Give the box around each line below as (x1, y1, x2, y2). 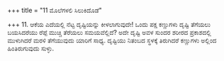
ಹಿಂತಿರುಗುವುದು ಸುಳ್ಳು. (7, 44, 55, 52)
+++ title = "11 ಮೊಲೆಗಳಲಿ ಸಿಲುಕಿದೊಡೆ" (7, 6, 103, 14)
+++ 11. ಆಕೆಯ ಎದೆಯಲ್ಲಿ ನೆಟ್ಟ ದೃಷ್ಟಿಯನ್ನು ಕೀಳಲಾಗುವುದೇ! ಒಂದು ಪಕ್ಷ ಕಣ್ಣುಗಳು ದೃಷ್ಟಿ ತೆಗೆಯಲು (7, 21, 211, 28)
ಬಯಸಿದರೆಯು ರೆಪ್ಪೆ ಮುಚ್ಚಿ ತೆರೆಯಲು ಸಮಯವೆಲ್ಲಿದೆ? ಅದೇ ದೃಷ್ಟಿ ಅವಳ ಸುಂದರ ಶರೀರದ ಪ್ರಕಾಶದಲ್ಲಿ (7, 28, 211, 36)
